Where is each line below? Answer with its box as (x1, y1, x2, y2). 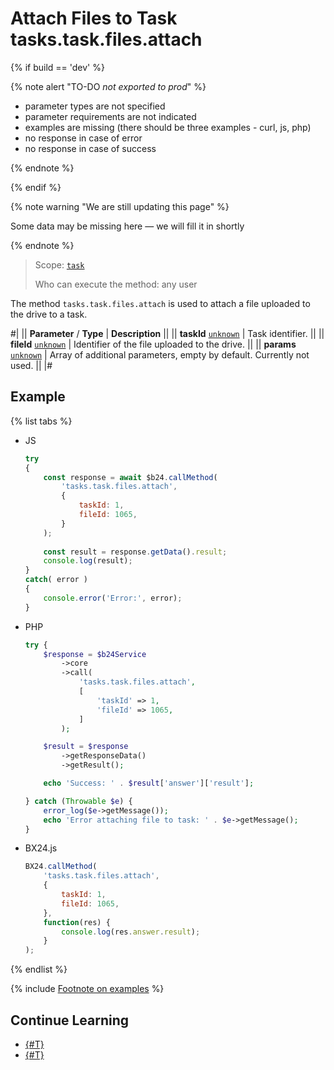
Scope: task (34, 258, 85, 271)
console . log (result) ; (43, 556, 133, 566)
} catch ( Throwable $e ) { (24, 796, 133, 806)
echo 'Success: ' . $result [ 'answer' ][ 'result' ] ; (43, 778, 255, 788)
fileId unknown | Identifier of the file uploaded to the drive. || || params (10, 338, 297, 350)
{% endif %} (10, 181, 62, 193)
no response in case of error (24, 132, 143, 144)
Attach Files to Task (10, 7, 178, 30)
